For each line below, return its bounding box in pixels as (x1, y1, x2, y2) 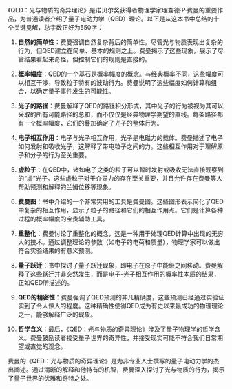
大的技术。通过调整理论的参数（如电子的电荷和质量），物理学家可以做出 (17, 238, 220, 246)
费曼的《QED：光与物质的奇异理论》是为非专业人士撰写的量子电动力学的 (8, 357, 214, 365)
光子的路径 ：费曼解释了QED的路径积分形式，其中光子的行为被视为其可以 (17, 102, 224, 110)
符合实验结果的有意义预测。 (17, 247, 97, 255)
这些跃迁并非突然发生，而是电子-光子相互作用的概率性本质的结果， (30, 270, 220, 278)
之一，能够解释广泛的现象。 (17, 310, 97, 319)
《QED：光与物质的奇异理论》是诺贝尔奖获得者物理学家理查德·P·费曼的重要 (8, 6, 218, 14)
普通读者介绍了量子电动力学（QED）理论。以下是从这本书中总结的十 (25, 14, 220, 23)
